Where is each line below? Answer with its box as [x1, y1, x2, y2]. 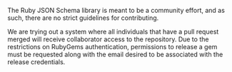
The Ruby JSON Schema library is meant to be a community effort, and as [7, 6, 225, 14]
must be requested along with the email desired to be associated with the [7, 50, 223, 58]
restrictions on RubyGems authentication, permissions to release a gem [7, 43, 218, 51]
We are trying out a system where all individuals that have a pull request [7, 28, 219, 36]
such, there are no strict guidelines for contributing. [7, 14, 159, 22]
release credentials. [7, 58, 66, 66]
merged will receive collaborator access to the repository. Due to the [7, 35, 209, 43]
